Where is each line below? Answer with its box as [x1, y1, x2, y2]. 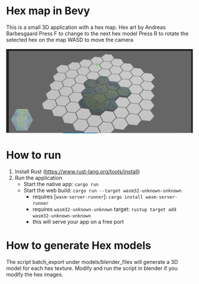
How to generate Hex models [6, 239, 152, 252]
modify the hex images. [6, 271, 63, 278]
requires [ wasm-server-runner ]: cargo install [32, 193, 143, 200]
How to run [6, 149, 62, 162]
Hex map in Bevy [6, 4, 90, 18]
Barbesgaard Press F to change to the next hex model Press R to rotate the [6, 30, 189, 37]
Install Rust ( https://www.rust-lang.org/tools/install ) [14, 168, 140, 175]
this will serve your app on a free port [32, 218, 124, 226]
